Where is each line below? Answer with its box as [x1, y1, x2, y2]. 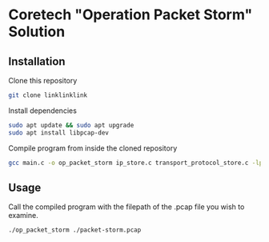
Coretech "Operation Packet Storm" [8, 6, 253, 24]
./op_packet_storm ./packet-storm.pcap [8, 226, 142, 234]
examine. [8, 211, 38, 220]
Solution [8, 22, 66, 41]
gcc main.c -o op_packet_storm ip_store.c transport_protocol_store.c [8, 159, 249, 167]
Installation [8, 54, 66, 68]
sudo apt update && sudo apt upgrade [8, 121, 134, 129]
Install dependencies [8, 106, 78, 115]
